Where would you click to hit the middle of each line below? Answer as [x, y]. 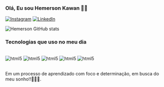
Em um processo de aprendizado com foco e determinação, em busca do [82, 73]
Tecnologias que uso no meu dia [46, 42]
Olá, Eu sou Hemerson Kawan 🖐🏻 [46, 8]
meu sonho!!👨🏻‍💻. [23, 79]
